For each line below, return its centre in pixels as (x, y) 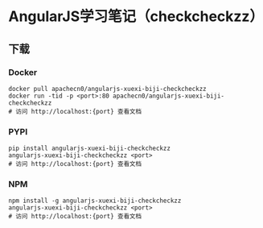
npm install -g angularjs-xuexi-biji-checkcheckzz (95, 201)
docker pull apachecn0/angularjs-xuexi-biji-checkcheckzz (107, 89)
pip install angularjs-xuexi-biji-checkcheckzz (90, 149)
